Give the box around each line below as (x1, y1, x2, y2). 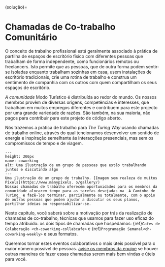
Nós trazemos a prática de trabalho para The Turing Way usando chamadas (5, 124, 159, 130)
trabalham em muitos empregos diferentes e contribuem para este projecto (5, 104, 158, 110)
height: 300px (5, 154, 34, 159)
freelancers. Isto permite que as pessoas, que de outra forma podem (5, 63, 145, 69)
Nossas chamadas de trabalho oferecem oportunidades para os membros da (5, 184, 158, 189)
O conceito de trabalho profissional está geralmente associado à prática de (5, 48, 158, 54)
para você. (5, 256, 27, 262)
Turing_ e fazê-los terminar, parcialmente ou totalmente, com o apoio (5, 193, 155, 198)
